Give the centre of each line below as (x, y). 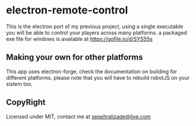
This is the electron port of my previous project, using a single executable (94, 26)
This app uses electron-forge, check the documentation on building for (92, 71)
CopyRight (26, 102)
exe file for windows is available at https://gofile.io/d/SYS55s (80, 39)
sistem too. (20, 84)
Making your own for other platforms (75, 57)
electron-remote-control (67, 10)
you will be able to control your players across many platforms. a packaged (97, 32)
